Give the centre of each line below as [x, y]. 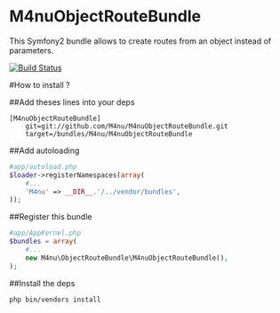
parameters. [32, 50]
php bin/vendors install [55, 300]
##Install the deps [42, 283]
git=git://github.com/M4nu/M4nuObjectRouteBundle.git [127, 126]
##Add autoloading [44, 150]
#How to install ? [40, 84]
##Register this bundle [51, 217]
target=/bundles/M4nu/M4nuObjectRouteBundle [109, 134]
